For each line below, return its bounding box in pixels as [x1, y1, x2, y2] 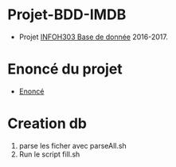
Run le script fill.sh [18, 149, 80, 159]
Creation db [7, 114, 88, 133]
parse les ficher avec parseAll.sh [18, 141, 127, 150]
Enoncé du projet [7, 60, 123, 78]
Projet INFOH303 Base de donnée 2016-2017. [18, 32, 168, 42]
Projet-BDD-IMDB [7, 6, 127, 24]
